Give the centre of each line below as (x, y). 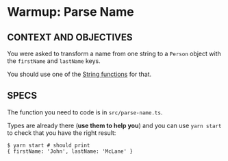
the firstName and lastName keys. (54, 61)
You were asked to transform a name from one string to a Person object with (114, 53)
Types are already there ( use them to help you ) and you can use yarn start (114, 125)
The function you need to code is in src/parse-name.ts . (85, 112)
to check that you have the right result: (62, 133)
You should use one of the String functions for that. (79, 74)
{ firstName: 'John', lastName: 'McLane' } (70, 151)
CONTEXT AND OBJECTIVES (70, 37)
